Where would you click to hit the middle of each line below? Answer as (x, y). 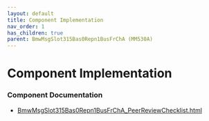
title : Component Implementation (55, 20)
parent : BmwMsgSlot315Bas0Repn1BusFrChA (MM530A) (80, 39)
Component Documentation (55, 95)
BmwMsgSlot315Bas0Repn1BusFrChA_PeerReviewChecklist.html (110, 110)
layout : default (30, 13)
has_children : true (35, 33)
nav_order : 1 (26, 26)
